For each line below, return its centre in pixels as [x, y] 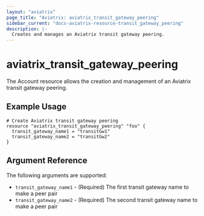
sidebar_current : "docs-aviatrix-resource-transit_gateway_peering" [95, 23]
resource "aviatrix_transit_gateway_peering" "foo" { [76, 126]
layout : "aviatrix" [31, 12]
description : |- [27, 29]
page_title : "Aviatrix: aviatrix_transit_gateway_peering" [83, 18]
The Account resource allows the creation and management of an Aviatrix [99, 81]
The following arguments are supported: [57, 175]
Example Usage [37, 107]
